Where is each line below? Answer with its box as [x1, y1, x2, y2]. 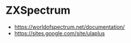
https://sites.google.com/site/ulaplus [14, 29, 105, 36]
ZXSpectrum [5, 4, 71, 17]
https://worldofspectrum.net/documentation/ [14, 23, 125, 30]
